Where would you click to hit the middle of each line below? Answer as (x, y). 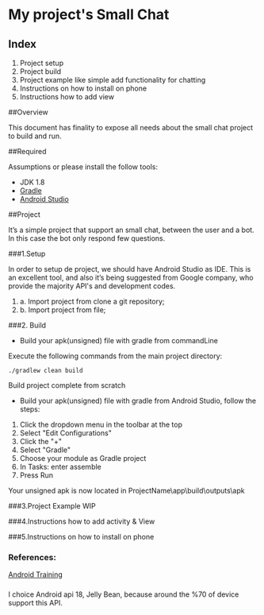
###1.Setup (27, 253)
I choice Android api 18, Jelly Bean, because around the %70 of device (124, 594)
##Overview (29, 112)
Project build (40, 72)
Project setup (42, 63)
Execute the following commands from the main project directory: (115, 356)
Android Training (36, 574)
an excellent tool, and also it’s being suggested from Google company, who (131, 277)
